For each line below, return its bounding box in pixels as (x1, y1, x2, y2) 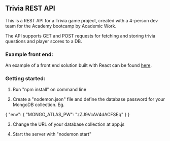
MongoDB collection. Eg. (12, 101, 65, 108)
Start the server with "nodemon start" (12, 131, 92, 137)
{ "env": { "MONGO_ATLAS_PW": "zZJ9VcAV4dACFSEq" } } (5, 112, 130, 118)
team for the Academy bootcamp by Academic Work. (5, 23, 117, 29)
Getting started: (5, 75, 46, 82)
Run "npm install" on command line (12, 86, 87, 93)
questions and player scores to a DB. (5, 38, 82, 44)
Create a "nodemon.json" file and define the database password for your (12, 96, 165, 102)
